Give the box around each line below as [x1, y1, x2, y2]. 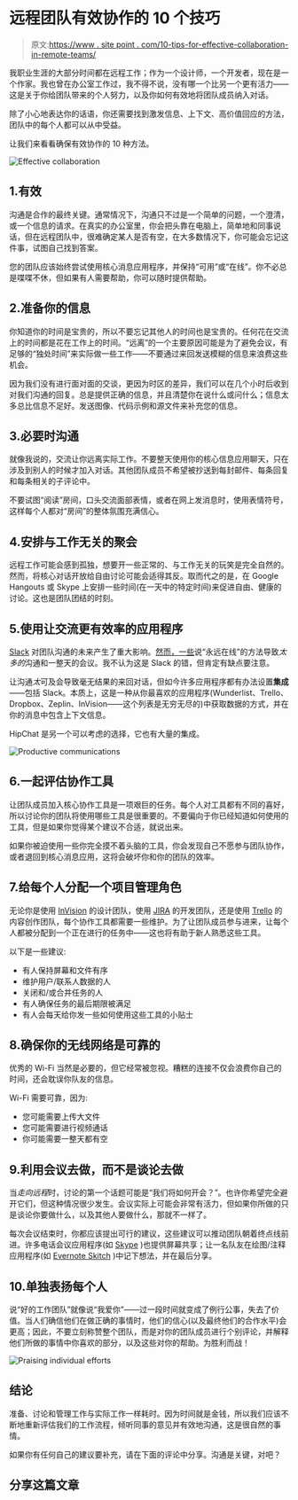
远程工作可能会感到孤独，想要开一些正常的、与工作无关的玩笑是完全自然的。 [9, 559, 289, 570]
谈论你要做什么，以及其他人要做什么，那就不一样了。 [16, 1209, 211, 1220]
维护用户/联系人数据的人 [21, 976, 111, 987]
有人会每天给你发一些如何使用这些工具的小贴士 [21, 1009, 193, 1020]
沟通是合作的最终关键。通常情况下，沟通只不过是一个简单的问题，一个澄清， [9, 209, 289, 220]
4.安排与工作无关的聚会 [9, 534, 137, 550]
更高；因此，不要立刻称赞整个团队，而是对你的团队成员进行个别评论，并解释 [9, 1326, 289, 1337]
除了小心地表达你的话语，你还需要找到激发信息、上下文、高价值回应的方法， [9, 108, 289, 119]
